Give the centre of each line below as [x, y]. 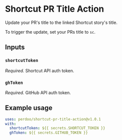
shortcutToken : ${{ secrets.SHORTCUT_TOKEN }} [57, 128]
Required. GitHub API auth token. [38, 92]
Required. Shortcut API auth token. [40, 70]
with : [10, 124]
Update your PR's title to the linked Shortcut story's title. [61, 22]
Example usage [29, 108]
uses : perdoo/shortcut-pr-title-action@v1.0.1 [53, 119]
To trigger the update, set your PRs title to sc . [50, 32]
